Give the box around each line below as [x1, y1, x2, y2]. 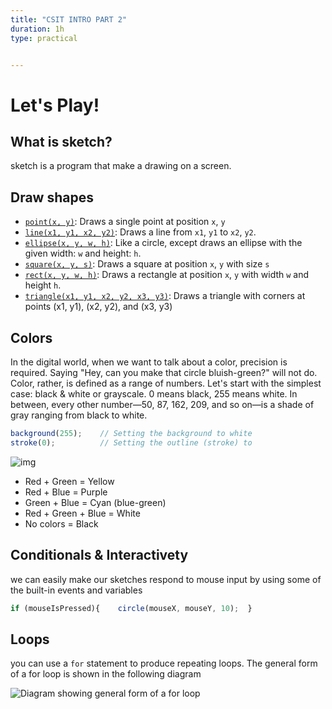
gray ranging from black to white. [10, 409, 148, 421]
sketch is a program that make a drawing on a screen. [10, 160, 232, 172]
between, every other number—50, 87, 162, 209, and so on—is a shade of [10, 399, 315, 410]
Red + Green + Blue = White [24, 507, 141, 519]
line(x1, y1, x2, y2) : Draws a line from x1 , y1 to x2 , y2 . [24, 226, 257, 238]
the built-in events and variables [10, 584, 143, 596]
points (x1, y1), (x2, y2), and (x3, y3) [24, 301, 173, 313]
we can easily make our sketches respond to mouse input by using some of [10, 573, 322, 585]
